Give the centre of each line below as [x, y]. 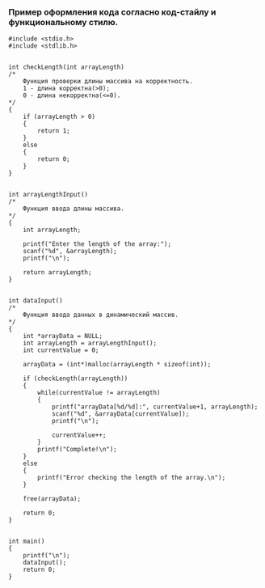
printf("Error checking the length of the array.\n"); [132, 478]
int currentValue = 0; [61, 350]
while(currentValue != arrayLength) [99, 393]
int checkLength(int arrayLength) [67, 67]
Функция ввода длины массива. [74, 209]
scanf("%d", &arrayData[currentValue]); [120, 414]
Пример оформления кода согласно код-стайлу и [112, 12]
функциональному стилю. [63, 22]
